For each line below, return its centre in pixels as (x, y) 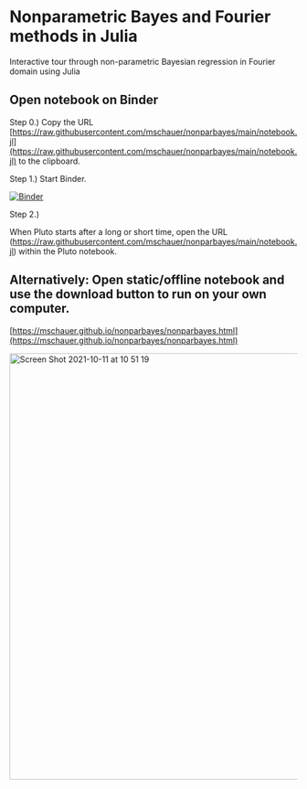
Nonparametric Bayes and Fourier (140, 17)
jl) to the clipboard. (45, 161)
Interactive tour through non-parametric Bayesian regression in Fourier (143, 61)
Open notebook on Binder (84, 100)
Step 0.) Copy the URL (52, 122)
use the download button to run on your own (138, 294)
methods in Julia (74, 36)
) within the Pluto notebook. (65, 251)
